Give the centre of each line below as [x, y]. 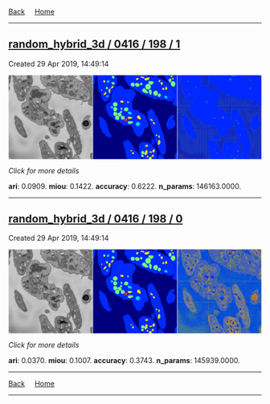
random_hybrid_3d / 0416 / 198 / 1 [94, 45]
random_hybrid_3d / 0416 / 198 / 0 [96, 219]
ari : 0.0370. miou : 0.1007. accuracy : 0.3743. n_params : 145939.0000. [124, 361]
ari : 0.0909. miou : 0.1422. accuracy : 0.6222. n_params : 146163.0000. [125, 186]
